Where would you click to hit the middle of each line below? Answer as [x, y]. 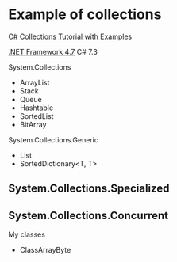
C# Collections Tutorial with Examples [70, 36]
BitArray [33, 124]
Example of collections [85, 15]
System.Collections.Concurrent [88, 215]
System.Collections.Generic [54, 139]
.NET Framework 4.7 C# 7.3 [53, 51]
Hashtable [37, 108]
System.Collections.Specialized [89, 189]
